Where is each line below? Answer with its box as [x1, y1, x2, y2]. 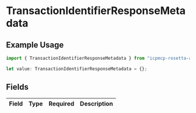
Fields [6, 82, 29, 92]
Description [79, 100, 114, 108]
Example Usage [6, 40, 64, 50]
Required [48, 100, 75, 108]
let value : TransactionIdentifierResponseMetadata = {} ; [6, 66, 148, 71]
